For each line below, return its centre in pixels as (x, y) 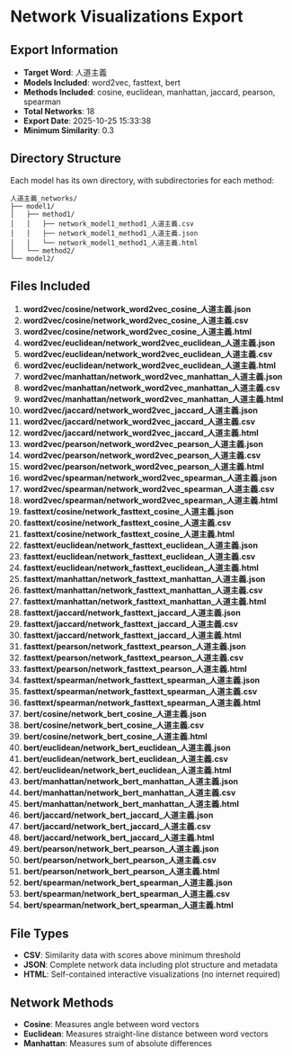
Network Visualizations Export (127, 17)
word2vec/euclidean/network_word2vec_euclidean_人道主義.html (150, 365)
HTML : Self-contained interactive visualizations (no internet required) (152, 974)
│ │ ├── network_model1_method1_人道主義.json (104, 233)
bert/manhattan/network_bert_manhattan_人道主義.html (131, 803)
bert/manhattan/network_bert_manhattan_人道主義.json (131, 781)
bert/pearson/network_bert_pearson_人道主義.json (121, 848)
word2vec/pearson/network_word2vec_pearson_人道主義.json (143, 443)
